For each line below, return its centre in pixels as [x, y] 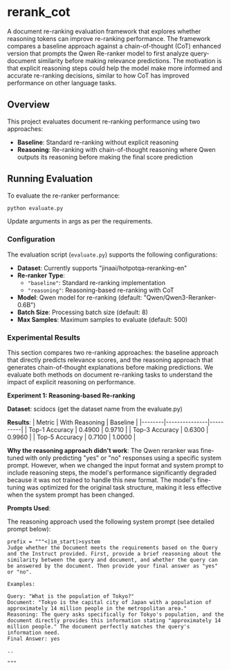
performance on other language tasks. [62, 83]
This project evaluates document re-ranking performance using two [104, 121]
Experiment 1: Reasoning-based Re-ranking [71, 395]
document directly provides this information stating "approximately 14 [114, 621]
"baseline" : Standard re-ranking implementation [96, 282]
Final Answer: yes [34, 639]
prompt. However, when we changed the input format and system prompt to [115, 465]
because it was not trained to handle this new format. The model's [101, 480]
